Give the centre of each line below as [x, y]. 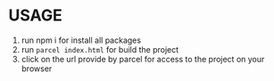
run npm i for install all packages [81, 40]
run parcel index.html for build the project [100, 49]
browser [37, 69]
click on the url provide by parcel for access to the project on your [143, 59]
